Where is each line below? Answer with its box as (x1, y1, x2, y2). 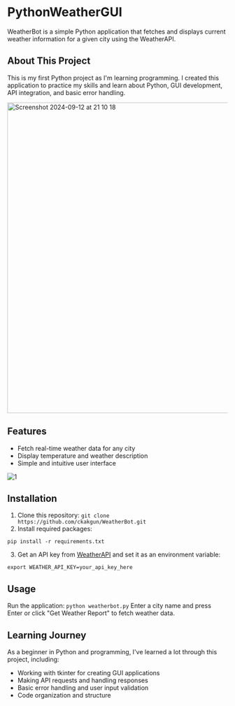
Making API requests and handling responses (17, 676, 148, 684)
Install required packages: (17, 525, 92, 533)
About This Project (7, 55, 91, 67)
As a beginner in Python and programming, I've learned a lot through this (7, 648, 218, 656)
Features (7, 426, 47, 438)
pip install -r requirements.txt (7, 538, 105, 545)
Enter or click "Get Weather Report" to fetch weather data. (7, 609, 176, 617)
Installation (7, 492, 57, 504)
